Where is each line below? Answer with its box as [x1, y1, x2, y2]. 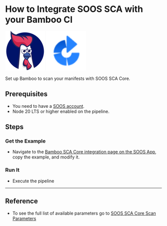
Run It [5, 166, 20, 173]
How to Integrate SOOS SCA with [5, 3, 143, 15]
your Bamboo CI [5, 14, 73, 25]
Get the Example [5, 138, 46, 145]
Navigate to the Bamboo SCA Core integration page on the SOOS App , [12, 149, 157, 155]
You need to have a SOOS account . [12, 103, 84, 109]
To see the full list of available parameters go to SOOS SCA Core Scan [12, 210, 156, 216]
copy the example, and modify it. [12, 154, 80, 160]
